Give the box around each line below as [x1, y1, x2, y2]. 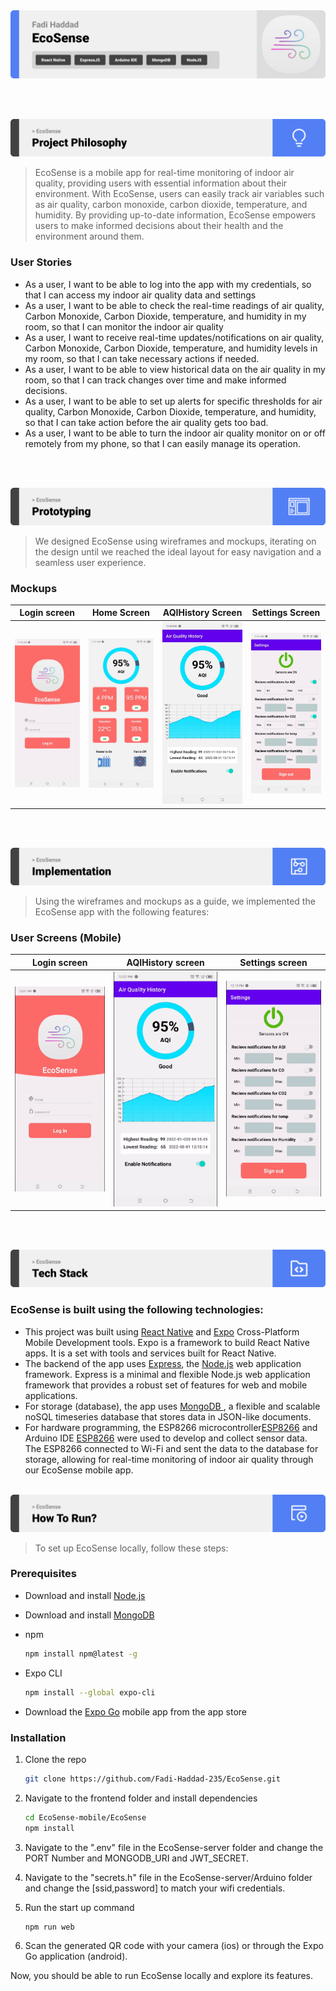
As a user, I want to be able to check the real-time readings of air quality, [24, 299, 325, 311]
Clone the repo [24, 1753, 87, 1765]
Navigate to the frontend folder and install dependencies [24, 1792, 258, 1804]
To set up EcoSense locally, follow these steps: [34, 1542, 229, 1554]
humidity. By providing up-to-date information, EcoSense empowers [34, 209, 317, 221]
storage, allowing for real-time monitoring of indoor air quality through [24, 1453, 314, 1465]
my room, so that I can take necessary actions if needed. [24, 352, 260, 364]
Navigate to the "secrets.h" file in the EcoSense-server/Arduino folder [24, 1871, 313, 1883]
